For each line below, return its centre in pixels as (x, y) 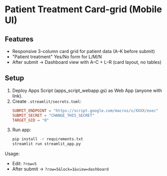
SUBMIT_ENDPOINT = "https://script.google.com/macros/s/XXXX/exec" (85, 111)
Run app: (22, 130)
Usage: (12, 154)
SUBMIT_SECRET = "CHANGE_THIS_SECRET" (53, 115)
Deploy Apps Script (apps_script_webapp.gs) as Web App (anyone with (87, 90)
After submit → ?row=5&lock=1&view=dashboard (60, 169)
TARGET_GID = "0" (31, 120)
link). (17, 96)
